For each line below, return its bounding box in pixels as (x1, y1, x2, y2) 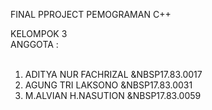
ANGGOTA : (10, 39, 59, 50)
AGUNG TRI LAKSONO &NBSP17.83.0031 (24, 79, 193, 91)
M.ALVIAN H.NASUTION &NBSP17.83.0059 (24, 90, 202, 101)
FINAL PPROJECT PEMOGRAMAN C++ (10, 9, 172, 20)
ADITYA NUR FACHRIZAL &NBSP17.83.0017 (24, 69, 203, 80)
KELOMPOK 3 (10, 28, 68, 39)
